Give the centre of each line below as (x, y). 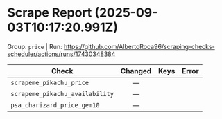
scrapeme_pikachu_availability (62, 94)
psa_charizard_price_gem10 (55, 105)
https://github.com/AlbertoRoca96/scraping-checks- (139, 46)
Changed (136, 71)
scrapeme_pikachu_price (50, 82)
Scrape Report (50, 13)
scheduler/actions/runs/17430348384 (61, 54)
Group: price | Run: (35, 46)
